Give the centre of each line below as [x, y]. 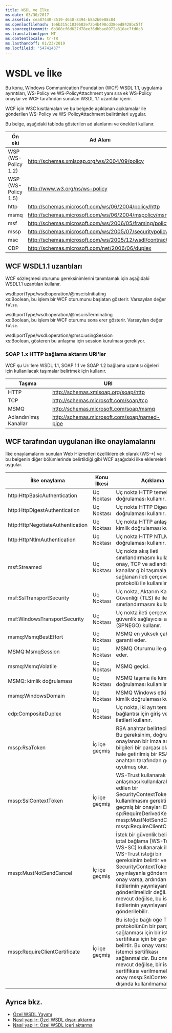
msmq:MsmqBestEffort [36, 637]
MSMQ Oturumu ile [139, 649]
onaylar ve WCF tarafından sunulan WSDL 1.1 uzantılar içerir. [69, 98]
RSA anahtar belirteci [141, 728]
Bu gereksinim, [134, 735]
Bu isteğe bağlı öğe [139, 920]
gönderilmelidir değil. [141, 892]
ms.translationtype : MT [31, 34]
